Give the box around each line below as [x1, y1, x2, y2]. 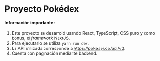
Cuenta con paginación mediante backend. [11, 50, 98, 56]
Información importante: [4, 19, 55, 25]
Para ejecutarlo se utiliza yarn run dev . [11, 40, 89, 46]
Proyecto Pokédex [4, 3, 79, 14]
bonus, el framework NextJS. [11, 35, 70, 41]
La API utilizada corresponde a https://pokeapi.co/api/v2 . [11, 46, 126, 51]
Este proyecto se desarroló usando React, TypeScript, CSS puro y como [11, 30, 155, 36]
